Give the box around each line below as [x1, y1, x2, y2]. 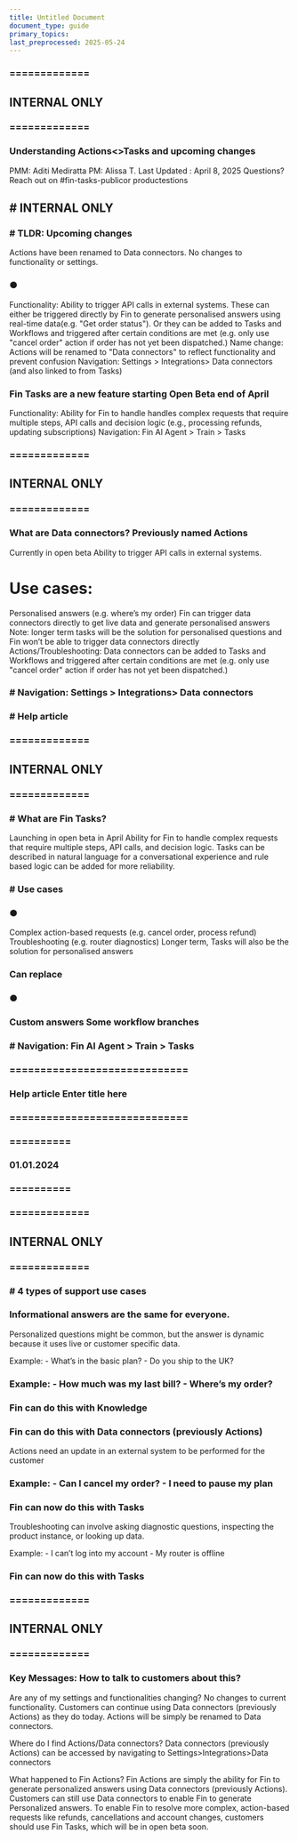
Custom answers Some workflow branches [9, 1016, 200, 1028]
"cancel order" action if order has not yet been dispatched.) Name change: [9, 337, 284, 348]
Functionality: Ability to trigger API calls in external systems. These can [9, 299, 270, 310]
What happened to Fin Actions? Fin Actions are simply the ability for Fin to [9, 1773, 280, 1784]
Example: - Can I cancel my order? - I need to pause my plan [9, 1477, 274, 1490]
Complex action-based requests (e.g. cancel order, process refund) [9, 927, 257, 938]
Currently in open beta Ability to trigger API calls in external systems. [9, 547, 262, 558]
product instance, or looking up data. [9, 1531, 145, 1541]
